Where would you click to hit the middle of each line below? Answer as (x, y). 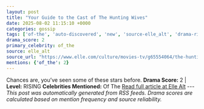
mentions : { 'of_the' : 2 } (38, 62)
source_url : (21, 57)
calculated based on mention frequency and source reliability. (84, 99)
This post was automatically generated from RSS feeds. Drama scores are (100, 93)
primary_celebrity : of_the (40, 46)
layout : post (23, 12)
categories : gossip (31, 29)
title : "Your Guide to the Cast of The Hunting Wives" (77, 18)
